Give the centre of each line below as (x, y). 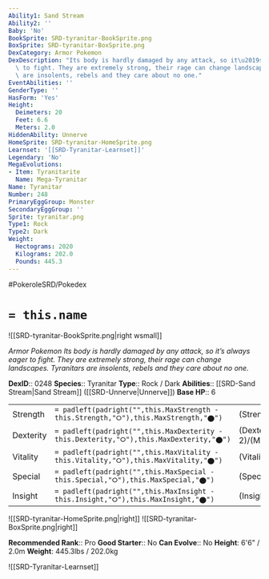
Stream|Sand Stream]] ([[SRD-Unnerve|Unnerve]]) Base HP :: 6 (112, 392)
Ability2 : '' (30, 23)
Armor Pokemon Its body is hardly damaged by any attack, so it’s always (129, 351)
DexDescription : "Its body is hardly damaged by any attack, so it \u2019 (134, 61)
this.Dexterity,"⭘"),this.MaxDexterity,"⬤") (143, 439)
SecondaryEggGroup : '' (46, 209)
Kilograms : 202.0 (44, 254)
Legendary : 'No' (35, 157)
